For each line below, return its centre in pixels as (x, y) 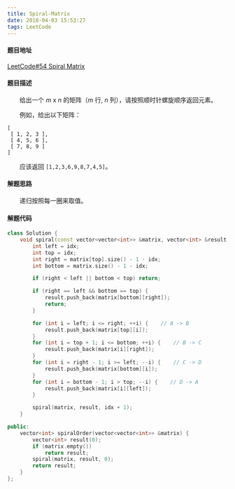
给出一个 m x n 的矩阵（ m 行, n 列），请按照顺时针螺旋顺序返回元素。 (119, 99)
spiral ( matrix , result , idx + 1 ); (83, 408)
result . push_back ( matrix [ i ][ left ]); (98, 388)
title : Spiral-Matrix (39, 14)
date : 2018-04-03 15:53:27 (47, 20)
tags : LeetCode (29, 27)
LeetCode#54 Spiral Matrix (46, 66)
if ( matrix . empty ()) (62, 446)
